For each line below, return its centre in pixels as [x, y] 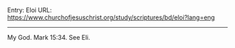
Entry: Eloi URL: [30, 10]
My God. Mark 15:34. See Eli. [49, 37]
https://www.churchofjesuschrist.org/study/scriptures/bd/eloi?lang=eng [111, 17]
